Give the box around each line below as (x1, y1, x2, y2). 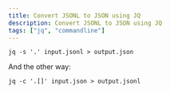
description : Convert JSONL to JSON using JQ (8, 19, 162, 27)
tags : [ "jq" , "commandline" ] (8, 26, 105, 34)
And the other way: (8, 62, 72, 72)
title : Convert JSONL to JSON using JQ (8, 11, 141, 20)
